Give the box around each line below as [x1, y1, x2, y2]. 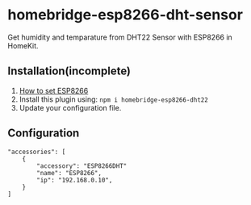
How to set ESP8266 [19, 86, 89, 95]
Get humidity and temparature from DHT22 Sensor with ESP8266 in [7, 32, 233, 42]
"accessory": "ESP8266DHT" [36, 161, 128, 170]
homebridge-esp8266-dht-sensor [7, 6, 244, 24]
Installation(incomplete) [7, 65, 131, 78]
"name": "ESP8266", [36, 169, 102, 177]
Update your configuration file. [19, 102, 122, 112]
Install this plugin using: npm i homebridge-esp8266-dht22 [19, 94, 209, 104]
